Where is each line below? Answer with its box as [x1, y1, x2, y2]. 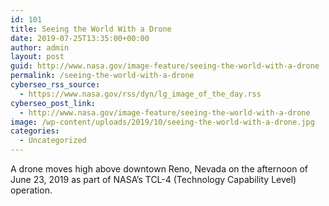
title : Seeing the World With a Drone [10, 24, 172, 34]
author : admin [10, 42, 70, 53]
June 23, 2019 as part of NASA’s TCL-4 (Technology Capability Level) [10, 174, 297, 185]
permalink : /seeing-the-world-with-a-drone [10, 71, 195, 81]
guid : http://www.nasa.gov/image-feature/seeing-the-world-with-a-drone [10, 61, 320, 71]
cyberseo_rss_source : [10, 80, 101, 90]
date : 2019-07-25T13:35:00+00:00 [10, 33, 150, 43]
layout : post [10, 52, 65, 62]
